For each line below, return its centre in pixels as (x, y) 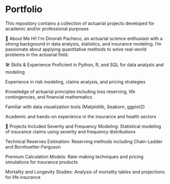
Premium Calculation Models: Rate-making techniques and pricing (74, 156)
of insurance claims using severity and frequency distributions (71, 131)
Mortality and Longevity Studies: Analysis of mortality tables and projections (85, 172)
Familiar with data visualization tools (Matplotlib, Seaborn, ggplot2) (75, 107)
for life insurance (23, 177)
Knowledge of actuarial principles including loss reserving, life (70, 91)
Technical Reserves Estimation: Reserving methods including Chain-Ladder (84, 141)
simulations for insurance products (42, 162)
